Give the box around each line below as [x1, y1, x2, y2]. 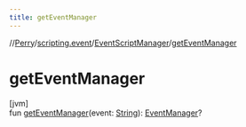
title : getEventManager [9, 12, 98, 22]
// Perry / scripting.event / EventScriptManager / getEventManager [9, 37, 237, 48]
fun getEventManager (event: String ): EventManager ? [9, 107, 202, 118]
